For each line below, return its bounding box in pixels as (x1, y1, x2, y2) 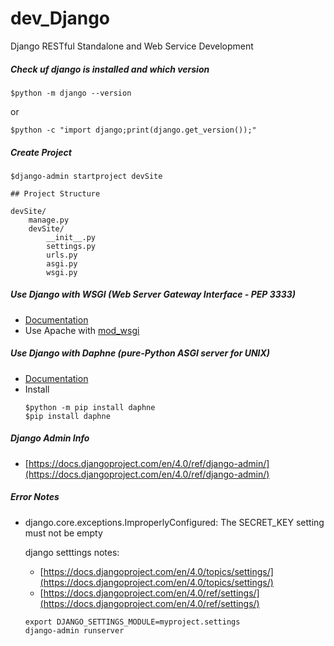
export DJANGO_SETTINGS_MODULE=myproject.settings (24, 617, 241, 627)
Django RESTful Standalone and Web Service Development (10, 40, 254, 52)
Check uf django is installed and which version (10, 63, 210, 75)
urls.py (46, 250, 78, 260)
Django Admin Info (10, 432, 90, 444)
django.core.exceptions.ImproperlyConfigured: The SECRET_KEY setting (24, 516, 325, 528)
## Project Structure (10, 188, 101, 199)
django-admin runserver (24, 625, 125, 636)
